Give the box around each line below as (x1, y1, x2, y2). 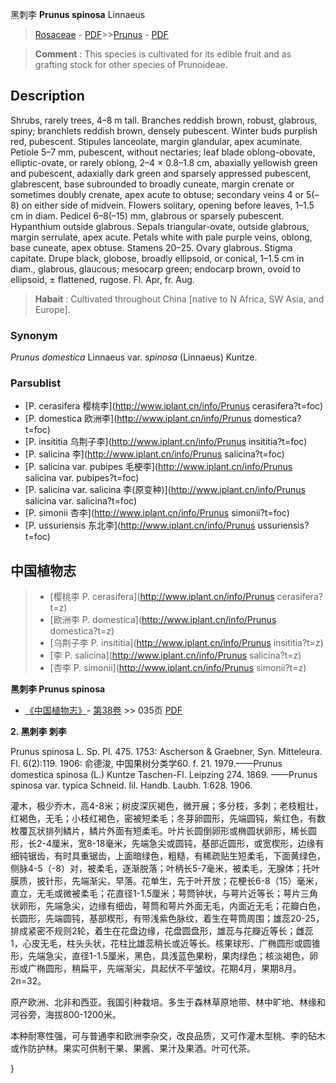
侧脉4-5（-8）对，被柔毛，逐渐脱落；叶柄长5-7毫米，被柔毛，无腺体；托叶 (10, 863, 321, 875)
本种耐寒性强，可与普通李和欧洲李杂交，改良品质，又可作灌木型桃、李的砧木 (10, 1030, 326, 1042)
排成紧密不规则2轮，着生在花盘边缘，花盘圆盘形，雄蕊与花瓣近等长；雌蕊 (10, 925, 314, 937)
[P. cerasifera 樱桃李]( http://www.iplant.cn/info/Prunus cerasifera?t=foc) (24, 400, 324, 412)
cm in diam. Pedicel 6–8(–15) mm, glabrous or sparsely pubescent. (10, 209, 285, 222)
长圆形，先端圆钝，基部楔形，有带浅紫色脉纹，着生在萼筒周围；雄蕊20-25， (10, 913, 325, 925)
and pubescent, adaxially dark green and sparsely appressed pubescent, (10, 167, 312, 179)
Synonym (10, 328, 58, 342)
